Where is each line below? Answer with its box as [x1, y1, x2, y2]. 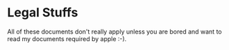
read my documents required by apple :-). [7, 34, 127, 42]
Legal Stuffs [7, 5, 78, 21]
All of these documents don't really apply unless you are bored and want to [7, 27, 222, 36]
